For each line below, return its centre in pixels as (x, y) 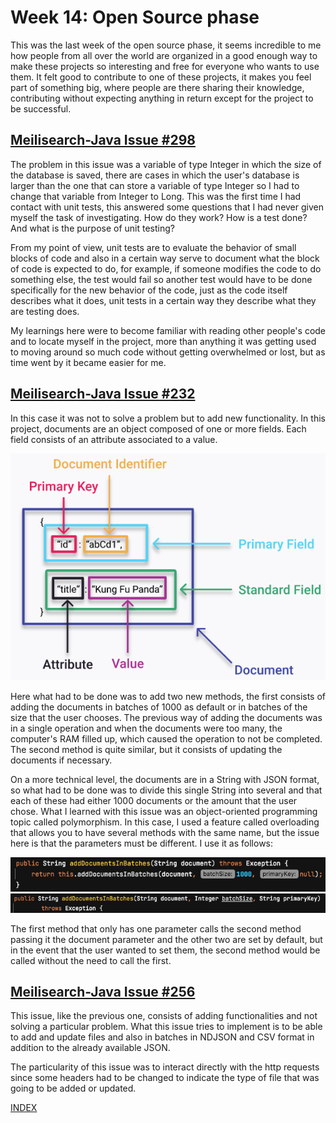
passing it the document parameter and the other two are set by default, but (166, 939)
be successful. (41, 108)
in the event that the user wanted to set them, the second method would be (165, 950)
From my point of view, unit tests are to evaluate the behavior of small (153, 247)
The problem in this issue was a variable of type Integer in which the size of (166, 164)
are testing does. (45, 311)
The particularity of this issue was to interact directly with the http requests (165, 1067)
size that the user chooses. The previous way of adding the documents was (166, 717)
